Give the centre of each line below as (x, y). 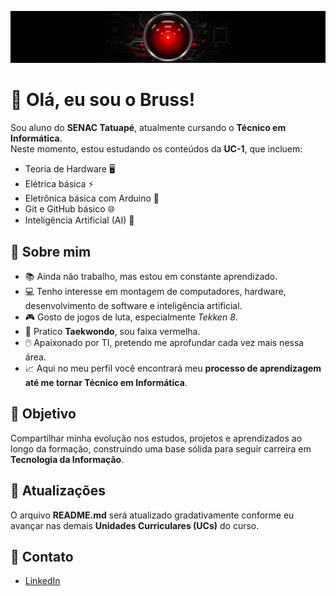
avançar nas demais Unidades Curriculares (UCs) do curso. (135, 525)
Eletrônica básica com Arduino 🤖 (92, 198)
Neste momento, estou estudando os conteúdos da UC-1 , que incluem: (156, 149)
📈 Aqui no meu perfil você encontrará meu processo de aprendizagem (173, 368)
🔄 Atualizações (58, 491)
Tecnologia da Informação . (67, 459)
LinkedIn (42, 581)
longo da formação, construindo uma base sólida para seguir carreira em (161, 448)
